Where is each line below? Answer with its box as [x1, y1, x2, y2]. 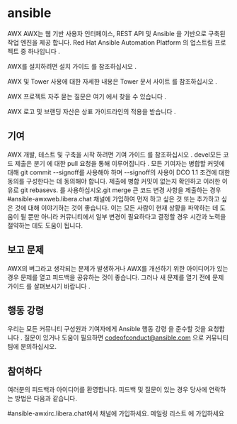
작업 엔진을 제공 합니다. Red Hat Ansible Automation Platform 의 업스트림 [7, 38, 214, 47]
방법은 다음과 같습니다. [14, 394, 78, 403]
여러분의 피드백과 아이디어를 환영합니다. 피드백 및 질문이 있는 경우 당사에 [7, 385, 207, 394]
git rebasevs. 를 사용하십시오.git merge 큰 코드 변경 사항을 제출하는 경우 [20, 186, 221, 194]
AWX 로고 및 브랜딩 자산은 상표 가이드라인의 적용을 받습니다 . [7, 107, 176, 116]
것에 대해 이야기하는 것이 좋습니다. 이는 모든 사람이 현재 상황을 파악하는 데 [14, 203, 219, 212]
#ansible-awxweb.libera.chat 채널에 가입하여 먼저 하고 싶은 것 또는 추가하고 [7, 194, 220, 203]
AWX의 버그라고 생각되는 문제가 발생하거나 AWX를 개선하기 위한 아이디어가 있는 [7, 264, 229, 272]
